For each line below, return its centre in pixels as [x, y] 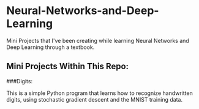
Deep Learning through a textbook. [51, 47]
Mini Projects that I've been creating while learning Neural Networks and [98, 40]
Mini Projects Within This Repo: [68, 66]
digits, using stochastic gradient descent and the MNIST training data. [94, 99]
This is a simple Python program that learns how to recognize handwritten [99, 93]
